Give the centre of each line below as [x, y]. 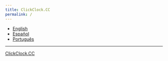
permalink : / [19, 14]
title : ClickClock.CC [28, 10]
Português [23, 39]
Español [21, 34]
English [20, 28]
